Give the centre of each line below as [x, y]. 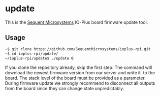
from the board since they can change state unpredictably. [64, 89]
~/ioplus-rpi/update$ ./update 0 [39, 58]
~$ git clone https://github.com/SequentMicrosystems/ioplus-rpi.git [78, 49]
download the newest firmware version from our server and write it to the [80, 73]
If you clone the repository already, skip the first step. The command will [79, 67]
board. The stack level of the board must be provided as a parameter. [76, 78]
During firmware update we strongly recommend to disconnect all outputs [80, 83]
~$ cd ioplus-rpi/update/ [32, 54]
